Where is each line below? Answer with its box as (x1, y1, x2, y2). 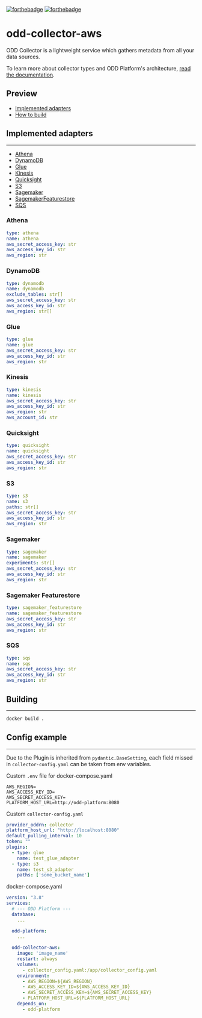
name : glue (6, 342, 34, 348)
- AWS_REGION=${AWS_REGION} (22, 978, 93, 984)
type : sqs (6, 655, 31, 661)
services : (6, 901, 31, 907)
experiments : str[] (6, 560, 55, 566)
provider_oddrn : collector (6, 822, 74, 828)
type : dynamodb (6, 280, 44, 286)
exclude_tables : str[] (6, 292, 63, 298)
